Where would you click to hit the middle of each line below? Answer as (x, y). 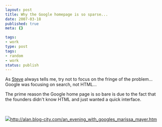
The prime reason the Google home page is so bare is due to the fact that (81, 94)
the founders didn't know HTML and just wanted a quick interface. (73, 100)
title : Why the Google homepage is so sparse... (57, 14)
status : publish (22, 65)
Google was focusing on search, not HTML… (51, 85)
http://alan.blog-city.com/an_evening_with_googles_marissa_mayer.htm (83, 120)
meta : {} (14, 28)
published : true (22, 24)
